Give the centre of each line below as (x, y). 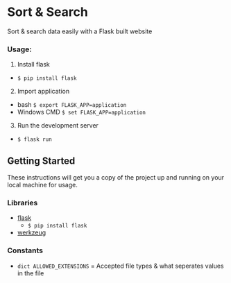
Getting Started (41, 161)
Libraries (23, 203)
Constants (25, 250)
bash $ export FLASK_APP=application (72, 105)
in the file (31, 273)
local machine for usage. (42, 185)
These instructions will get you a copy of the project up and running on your (115, 178)
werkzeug (32, 232)
